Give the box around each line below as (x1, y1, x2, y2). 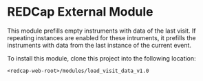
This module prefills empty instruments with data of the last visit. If (7, 27, 196, 35)
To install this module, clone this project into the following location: (7, 54, 196, 62)
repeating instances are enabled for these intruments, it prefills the (7, 33, 196, 42)
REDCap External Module (7, 4, 153, 20)
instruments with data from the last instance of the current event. (7, 41, 191, 49)
